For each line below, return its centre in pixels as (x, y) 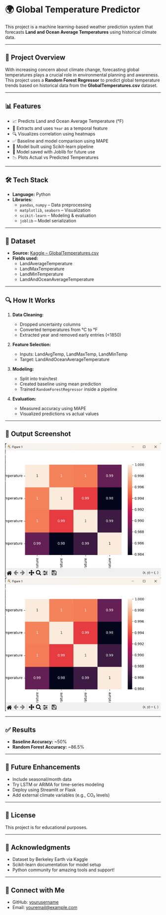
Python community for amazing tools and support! (63, 870)
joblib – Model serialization (48, 221)
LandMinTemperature (41, 274)
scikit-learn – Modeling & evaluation (58, 215)
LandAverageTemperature (46, 264)
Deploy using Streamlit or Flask (44, 789)
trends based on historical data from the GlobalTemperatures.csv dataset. (82, 85)
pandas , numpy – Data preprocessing (55, 205)
